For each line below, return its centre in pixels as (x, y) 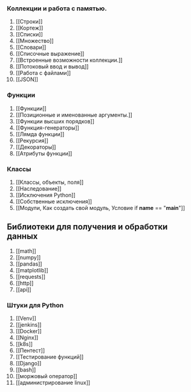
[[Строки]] (29, 22)
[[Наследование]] (38, 188)
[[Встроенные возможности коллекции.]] (69, 60)
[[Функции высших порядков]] (55, 121)
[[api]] (24, 289)
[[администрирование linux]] (53, 383)
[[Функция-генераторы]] (47, 128)
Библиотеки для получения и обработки (87, 227)
